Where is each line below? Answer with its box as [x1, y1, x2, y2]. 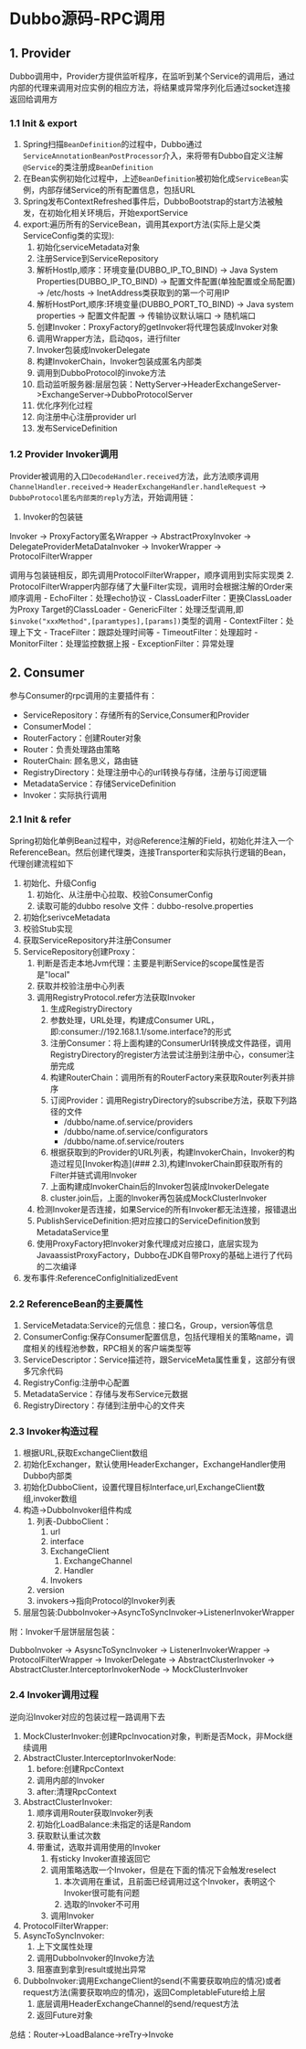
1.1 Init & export [9, 116, 78, 129]
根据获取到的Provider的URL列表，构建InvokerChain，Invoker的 [49, 1147, 288, 1158]
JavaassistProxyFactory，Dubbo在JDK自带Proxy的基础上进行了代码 [36, 1249, 293, 1260]
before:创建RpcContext [36, 1763, 124, 1774]
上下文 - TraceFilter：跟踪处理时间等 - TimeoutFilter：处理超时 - [16, 626, 259, 637]
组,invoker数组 [22, 1493, 78, 1504]
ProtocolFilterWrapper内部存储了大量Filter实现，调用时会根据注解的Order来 [9, 581, 294, 592]
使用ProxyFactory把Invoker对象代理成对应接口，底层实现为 [36, 1238, 259, 1249]
